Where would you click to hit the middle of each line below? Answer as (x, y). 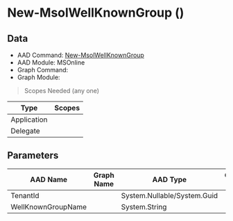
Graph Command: (43, 70)
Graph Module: (38, 77)
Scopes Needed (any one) (61, 91)
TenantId (25, 195)
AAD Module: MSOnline (51, 63)
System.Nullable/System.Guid (170, 195)
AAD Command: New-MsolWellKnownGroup (80, 55)
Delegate (25, 131)
